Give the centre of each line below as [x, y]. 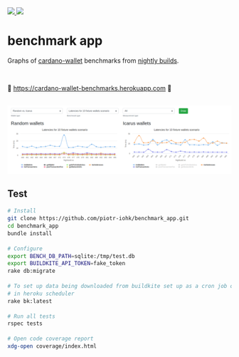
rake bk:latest [30, 301]
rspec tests [25, 324]
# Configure [25, 249]
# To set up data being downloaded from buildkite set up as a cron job [117, 286]
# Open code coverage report [51, 339]
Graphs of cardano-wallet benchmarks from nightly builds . [93, 61]
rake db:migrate [31, 271]
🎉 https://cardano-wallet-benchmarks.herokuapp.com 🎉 [90, 88]
